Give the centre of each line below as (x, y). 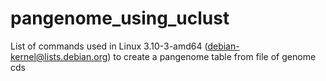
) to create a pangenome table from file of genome (212, 56)
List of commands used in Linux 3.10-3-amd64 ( (109, 46)
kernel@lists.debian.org (59, 56)
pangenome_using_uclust (120, 18)
